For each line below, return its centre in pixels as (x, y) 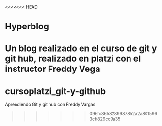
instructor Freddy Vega (53, 69)
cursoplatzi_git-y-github (55, 91)
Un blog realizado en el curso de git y (81, 49)
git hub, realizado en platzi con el (73, 59)
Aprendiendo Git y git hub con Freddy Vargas (50, 105)
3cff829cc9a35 (105, 119)
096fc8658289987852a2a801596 (123, 114)
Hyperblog (27, 27)
